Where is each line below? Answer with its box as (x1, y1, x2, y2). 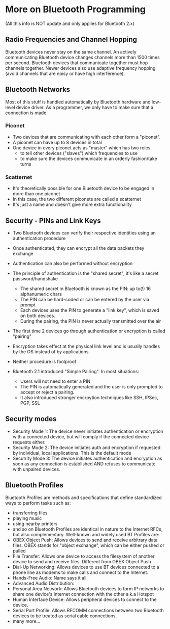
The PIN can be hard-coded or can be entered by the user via (20, 296, 150, 302)
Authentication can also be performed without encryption (12, 260, 133, 266)
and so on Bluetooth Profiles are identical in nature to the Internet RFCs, (12, 526, 163, 532)
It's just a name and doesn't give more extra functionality (12, 201, 132, 207)
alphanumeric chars (20, 291, 62, 297)
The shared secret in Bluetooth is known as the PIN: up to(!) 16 (20, 285, 151, 292)
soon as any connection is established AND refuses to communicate (12, 460, 156, 467)
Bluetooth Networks (5, 85, 71, 94)
